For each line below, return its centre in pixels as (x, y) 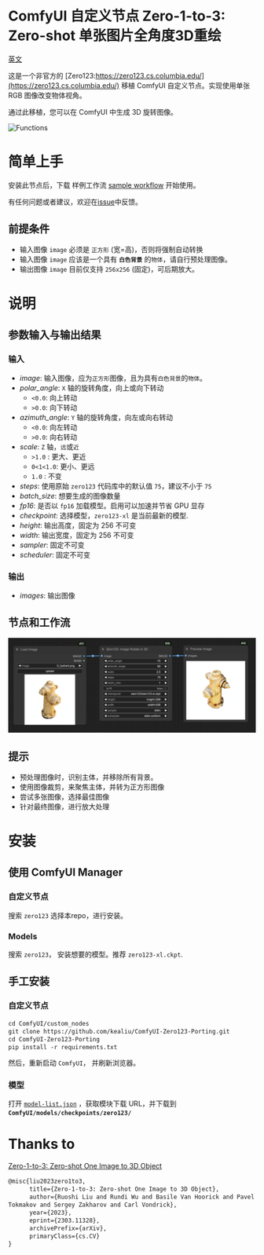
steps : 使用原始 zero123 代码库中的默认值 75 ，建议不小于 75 (115, 486)
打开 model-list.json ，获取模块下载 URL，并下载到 (92, 1103)
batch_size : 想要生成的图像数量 (70, 496)
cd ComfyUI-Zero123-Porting (54, 1039)
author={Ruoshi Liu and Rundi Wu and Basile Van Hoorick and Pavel (142, 1197)
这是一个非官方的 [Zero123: (52, 75)
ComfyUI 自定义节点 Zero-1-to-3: (117, 16)
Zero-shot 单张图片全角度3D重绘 (115, 36)
